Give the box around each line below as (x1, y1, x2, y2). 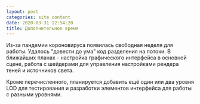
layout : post (6, 8, 39, 15)
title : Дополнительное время (6, 25, 79, 31)
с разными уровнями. (6, 91, 62, 98)
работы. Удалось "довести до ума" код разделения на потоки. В (6, 48, 171, 55)
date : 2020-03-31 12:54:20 (6, 20, 73, 26)
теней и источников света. (6, 67, 74, 74)
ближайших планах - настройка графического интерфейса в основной (6, 54, 187, 61)
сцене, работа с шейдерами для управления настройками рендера (6, 61, 179, 68)
